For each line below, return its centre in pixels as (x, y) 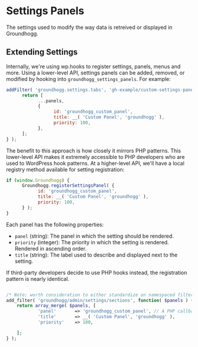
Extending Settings (42, 52)
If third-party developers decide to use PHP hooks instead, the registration (97, 273)
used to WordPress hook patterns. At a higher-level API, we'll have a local (95, 163)
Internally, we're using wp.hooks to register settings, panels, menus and (93, 66)
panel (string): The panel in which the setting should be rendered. (94, 236)
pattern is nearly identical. (38, 278)
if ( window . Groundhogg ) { (38, 180)
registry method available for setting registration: (65, 169)
